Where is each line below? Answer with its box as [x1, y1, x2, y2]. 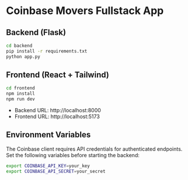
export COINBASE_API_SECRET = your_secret [6, 168, 106, 174]
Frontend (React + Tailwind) [6, 70, 109, 80]
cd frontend [6, 85, 35, 91]
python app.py [6, 54, 41, 60]
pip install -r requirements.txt [6, 48, 88, 54]
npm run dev [6, 96, 35, 102]
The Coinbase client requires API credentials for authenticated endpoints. [6, 145, 183, 153]
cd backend [6, 43, 33, 49]
